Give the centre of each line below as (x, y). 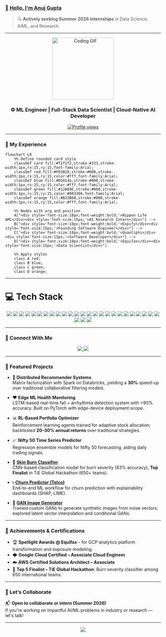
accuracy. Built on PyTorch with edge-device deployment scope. (78, 408)
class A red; (27, 259)
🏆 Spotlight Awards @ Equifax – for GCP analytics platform (74, 542)
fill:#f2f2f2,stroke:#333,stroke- (80, 163)
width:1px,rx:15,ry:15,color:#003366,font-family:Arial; (65, 193)
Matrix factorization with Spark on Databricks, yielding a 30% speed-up (85, 383)
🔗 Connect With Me (29, 338)
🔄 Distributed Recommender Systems (52, 377)
